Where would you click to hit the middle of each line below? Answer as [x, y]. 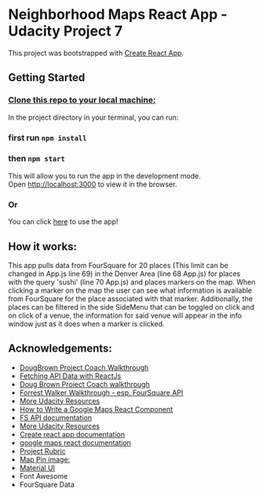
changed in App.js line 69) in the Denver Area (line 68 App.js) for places [124, 274]
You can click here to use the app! [63, 222]
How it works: [42, 247]
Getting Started [47, 77]
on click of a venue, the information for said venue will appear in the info [125, 315]
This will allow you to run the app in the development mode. [105, 175]
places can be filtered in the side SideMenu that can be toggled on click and [131, 307]
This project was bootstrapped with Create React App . [96, 53]
